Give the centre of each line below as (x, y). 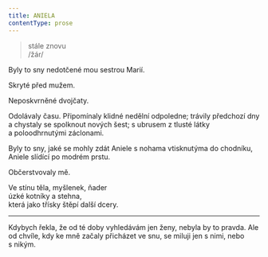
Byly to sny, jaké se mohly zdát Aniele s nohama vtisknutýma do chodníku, (131, 148)
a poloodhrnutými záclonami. (56, 133)
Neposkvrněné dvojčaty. (49, 100)
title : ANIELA (32, 16)
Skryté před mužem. (42, 85)
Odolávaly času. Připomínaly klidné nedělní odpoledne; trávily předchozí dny (134, 115)
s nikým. (22, 244)
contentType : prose (41, 23)
